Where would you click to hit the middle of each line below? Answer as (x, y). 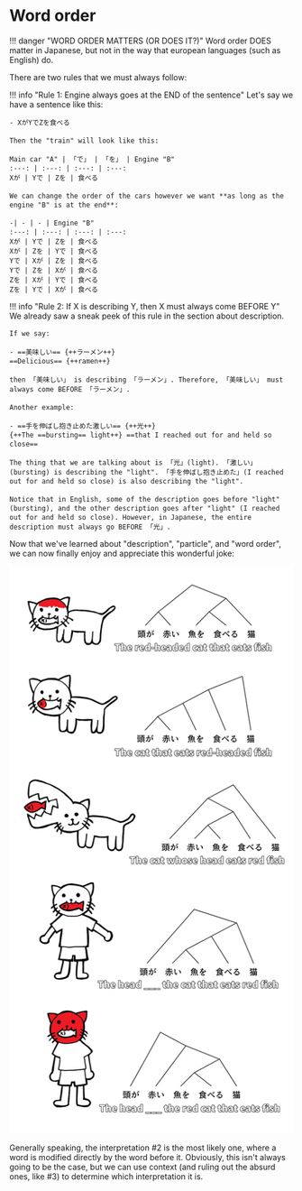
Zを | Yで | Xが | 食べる (54, 290)
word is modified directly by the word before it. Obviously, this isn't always (147, 1157)
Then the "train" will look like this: (84, 141)
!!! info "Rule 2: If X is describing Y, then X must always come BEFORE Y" (145, 306)
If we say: (30, 333)
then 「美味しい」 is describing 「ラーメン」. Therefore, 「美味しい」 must (146, 380)
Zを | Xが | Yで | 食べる (54, 280)
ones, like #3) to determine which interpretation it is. (106, 1176)
